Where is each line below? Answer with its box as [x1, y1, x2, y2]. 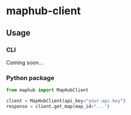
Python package [6, 74, 55, 82]
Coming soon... [6, 59, 43, 66]
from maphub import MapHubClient [6, 87, 89, 93]
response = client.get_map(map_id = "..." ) [6, 103, 110, 109]
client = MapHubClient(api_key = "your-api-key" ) [6, 98, 126, 104]
